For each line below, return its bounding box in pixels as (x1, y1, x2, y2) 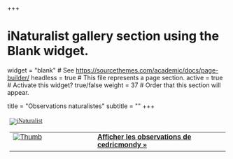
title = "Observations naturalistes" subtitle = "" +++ (7, 102, 155, 110)
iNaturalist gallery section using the (7, 29, 219, 44)
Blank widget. (7, 43, 89, 59)
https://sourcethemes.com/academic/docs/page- (76, 66, 219, 74)
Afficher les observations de (97, 132, 192, 141)
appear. (7, 88, 29, 96)
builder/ (7, 73, 30, 82)
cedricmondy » (97, 140, 147, 149)
